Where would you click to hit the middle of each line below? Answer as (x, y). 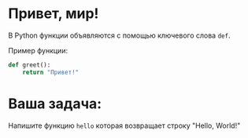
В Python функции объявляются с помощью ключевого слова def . (119, 35)
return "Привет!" (51, 72)
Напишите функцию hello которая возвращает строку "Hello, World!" (124, 125)
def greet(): (30, 65)
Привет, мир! (54, 14)
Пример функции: (38, 50)
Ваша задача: (55, 103)
